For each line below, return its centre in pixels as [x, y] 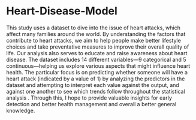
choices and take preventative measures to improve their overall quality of [98, 47]
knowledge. [21, 110]
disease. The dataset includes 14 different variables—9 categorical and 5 [97, 59]
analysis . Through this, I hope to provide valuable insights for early [89, 98]
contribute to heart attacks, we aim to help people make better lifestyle [94, 40]
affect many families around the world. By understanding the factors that [96, 34]
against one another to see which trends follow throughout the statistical [96, 91]
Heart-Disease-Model [62, 11]
